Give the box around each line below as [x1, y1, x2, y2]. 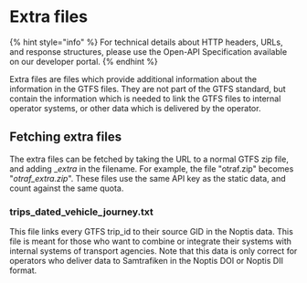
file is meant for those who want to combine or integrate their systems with [9, 236, 292, 247]
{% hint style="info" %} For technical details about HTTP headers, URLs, [9, 37, 283, 47]
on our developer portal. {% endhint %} [9, 56, 158, 67]
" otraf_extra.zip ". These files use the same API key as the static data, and [9, 173, 286, 183]
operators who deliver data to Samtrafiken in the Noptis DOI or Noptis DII [9, 256, 283, 267]
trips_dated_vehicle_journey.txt [9, 205, 153, 218]
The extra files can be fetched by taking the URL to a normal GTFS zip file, [9, 153, 290, 164]
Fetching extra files [9, 130, 122, 145]
